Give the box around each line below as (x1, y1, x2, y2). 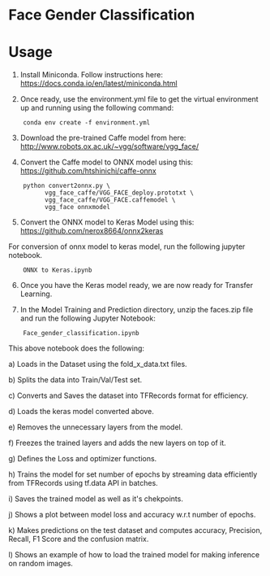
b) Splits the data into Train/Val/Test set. (8, 375, 143, 385)
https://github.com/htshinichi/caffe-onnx (19, 166, 156, 176)
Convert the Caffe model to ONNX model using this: (19, 157, 193, 168)
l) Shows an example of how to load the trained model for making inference (8, 550, 260, 560)
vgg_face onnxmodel (44, 203, 111, 212)
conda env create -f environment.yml (23, 119, 151, 127)
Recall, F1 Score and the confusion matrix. (8, 535, 149, 544)
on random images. (8, 559, 73, 569)
